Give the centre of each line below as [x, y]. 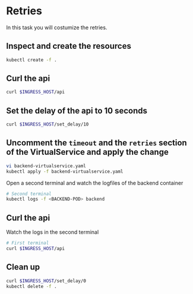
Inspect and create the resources [69, 46]
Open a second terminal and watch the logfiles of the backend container [95, 183]
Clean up [23, 267]
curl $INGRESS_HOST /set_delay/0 [46, 281]
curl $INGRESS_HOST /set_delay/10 [48, 124]
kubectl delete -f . [32, 286]
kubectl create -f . [32, 60]
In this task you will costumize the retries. [57, 27]
